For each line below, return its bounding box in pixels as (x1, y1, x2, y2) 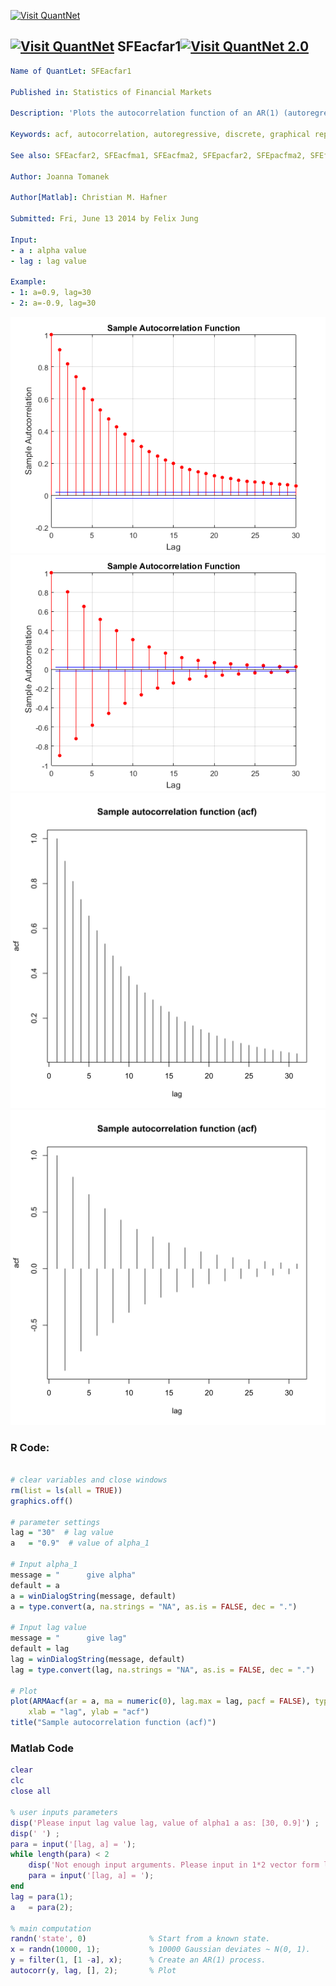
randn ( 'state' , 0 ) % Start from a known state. (10, 1934, 271, 1944)
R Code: (10, 1440, 50, 1454)
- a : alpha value (10, 245, 87, 255)
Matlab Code (10, 1741, 75, 1755)
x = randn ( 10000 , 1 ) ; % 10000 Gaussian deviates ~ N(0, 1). (10, 1945, 311, 1955)
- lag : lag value (10, 256, 87, 266)
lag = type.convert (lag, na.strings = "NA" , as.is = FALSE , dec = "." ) (10, 1665, 315, 1675)
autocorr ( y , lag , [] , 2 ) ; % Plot (10, 1966, 177, 1976)
